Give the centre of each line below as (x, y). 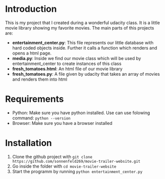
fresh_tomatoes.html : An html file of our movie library (67, 69)
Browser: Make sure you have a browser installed (62, 123)
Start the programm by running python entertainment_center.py (77, 171)
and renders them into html (40, 79)
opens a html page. (32, 53)
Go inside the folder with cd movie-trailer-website (64, 166)
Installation (29, 143)
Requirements (34, 99)
